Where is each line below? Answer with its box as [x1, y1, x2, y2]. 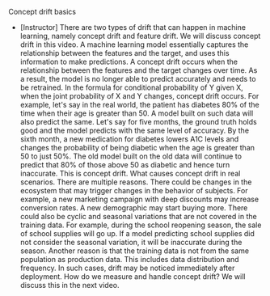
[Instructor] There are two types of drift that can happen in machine [19, 23, 247, 32]
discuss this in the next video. [19, 281, 120, 290]
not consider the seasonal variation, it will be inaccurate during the [19, 238, 243, 247]
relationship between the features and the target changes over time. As [19, 66, 258, 75]
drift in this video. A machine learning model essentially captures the [19, 40, 249, 49]
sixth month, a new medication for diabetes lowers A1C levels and [19, 134, 239, 144]
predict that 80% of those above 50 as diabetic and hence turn [19, 160, 230, 169]
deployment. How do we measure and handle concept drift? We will [19, 272, 246, 281]
